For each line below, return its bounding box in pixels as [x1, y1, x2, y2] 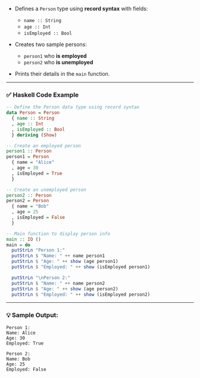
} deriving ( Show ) [11, 132, 58, 138]
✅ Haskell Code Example [6, 91, 79, 99]
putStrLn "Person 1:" [11, 247, 65, 253]
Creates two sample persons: [14, 41, 87, 48]
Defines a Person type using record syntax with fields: [14, 5, 148, 12]
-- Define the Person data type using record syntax [6, 104, 140, 110]
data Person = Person [6, 110, 60, 116]
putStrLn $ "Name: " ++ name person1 [11, 253, 105, 259]
